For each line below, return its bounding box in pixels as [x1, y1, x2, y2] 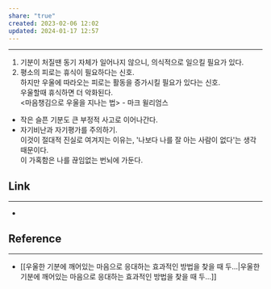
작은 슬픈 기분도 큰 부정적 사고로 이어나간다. [19, 115, 159, 125]
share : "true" [8, 11, 56, 20]
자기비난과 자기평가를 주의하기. [19, 125, 119, 135]
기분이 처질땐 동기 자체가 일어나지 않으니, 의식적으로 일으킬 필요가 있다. [19, 57, 244, 67]
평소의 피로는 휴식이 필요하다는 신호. [19, 68, 135, 77]
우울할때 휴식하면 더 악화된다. [19, 88, 114, 98]
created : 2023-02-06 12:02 [8, 19, 99, 27]
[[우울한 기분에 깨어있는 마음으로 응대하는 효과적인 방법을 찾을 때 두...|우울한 [19, 262, 261, 271]
